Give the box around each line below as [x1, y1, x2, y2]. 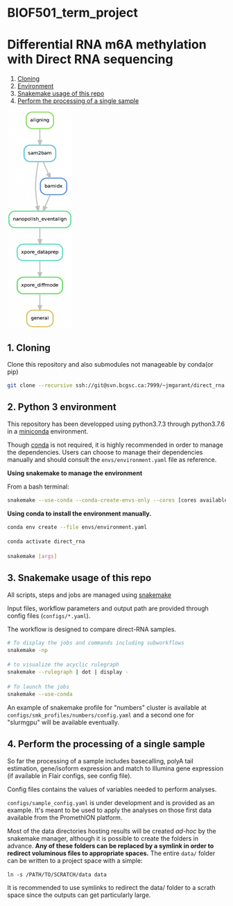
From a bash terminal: [7, 482, 69, 491]
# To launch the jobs [7, 683, 70, 690]
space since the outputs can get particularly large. [7, 891, 151, 899]
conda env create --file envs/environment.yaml [7, 523, 148, 530]
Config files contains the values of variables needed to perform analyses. [7, 785, 217, 793]
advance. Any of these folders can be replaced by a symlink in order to [7, 841, 214, 850]
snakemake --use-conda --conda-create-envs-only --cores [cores [7, 496, 197, 504]
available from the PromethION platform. [7, 813, 123, 822]
